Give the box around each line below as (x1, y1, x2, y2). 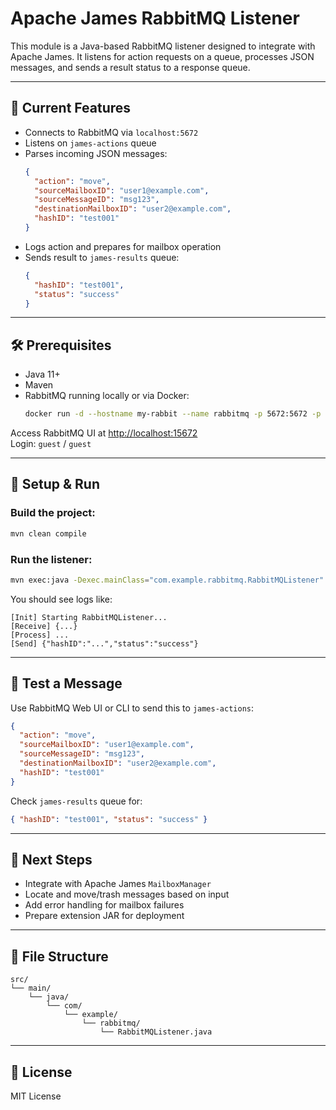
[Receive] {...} (10, 621, 78, 631)
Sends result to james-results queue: (24, 251, 180, 263)
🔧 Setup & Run (10, 476, 101, 493)
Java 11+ (24, 368, 61, 381)
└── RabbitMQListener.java (99, 1027, 213, 1037)
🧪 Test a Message (10, 675, 123, 692)
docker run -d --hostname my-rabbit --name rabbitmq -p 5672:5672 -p (24, 409, 322, 419)
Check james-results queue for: (10, 795, 143, 807)
